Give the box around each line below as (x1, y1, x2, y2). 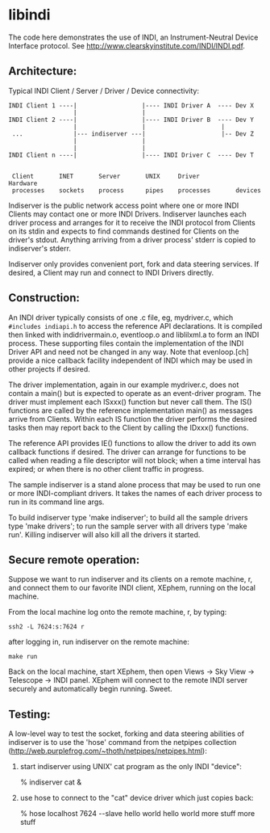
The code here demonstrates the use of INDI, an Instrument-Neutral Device (8, 32, 259, 42)
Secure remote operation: (8, 553, 140, 566)
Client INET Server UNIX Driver (11, 172, 200, 180)
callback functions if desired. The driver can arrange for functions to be (8, 447, 247, 456)
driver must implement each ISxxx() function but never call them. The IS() (8, 397, 252, 406)
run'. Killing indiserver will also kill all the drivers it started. (8, 529, 201, 539)
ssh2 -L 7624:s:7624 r (8, 623, 85, 631)
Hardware (8, 179, 38, 187)
